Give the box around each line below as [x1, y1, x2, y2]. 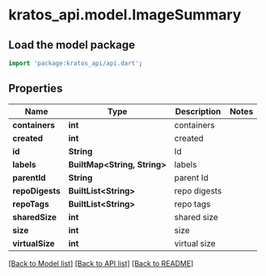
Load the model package [8, 38, 136, 52]
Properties [8, 82, 63, 96]
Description [175, 105, 222, 117]
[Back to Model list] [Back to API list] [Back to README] [8, 258, 194, 268]
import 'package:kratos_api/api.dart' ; [8, 59, 143, 67]
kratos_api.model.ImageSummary [8, 6, 242, 24]
